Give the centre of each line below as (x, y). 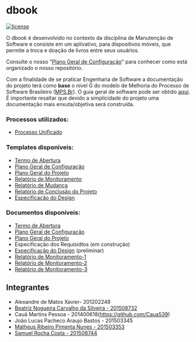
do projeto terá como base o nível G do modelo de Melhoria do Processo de (98, 85)
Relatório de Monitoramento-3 (51, 269)
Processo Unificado (38, 132)
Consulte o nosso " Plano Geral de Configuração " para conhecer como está (97, 62)
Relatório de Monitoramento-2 (51, 263)
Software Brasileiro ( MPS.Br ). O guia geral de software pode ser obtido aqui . (98, 92)
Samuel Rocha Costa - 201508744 (56, 333)
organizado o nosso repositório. (44, 67)
